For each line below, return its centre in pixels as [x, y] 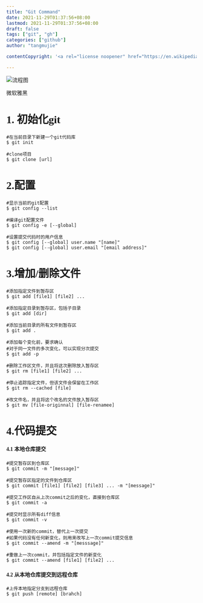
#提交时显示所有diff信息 [33, 514]
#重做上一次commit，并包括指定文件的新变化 [54, 555]
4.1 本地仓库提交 [26, 450]
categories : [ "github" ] [36, 40]
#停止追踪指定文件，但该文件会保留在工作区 [53, 383]
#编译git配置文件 [25, 220]
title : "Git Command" [34, 12]
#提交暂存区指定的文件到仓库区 [39, 480]
